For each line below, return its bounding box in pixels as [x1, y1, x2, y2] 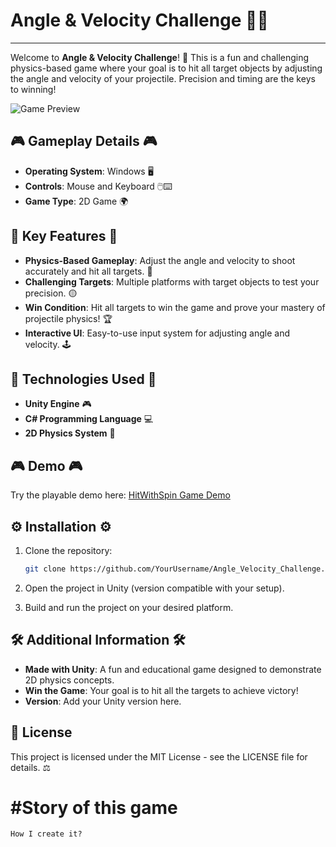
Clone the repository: [24, 545, 113, 556]
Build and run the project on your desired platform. [24, 601, 234, 613]
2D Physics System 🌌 [24, 427, 116, 439]
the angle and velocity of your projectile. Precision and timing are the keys [10, 72, 316, 84]
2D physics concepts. [24, 674, 115, 686]
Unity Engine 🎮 [24, 398, 92, 410]
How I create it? [10, 829, 83, 839]
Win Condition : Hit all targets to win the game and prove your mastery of [24, 301, 326, 313]
